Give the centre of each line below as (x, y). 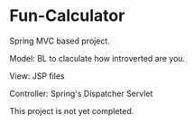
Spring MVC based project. (60, 41)
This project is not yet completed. (72, 111)
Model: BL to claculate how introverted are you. (97, 58)
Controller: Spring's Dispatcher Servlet (81, 93)
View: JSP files (37, 76)
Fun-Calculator (67, 16)
